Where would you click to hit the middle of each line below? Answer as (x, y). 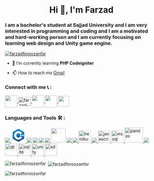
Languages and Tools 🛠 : (35, 117)
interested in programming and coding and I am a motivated (77, 31)
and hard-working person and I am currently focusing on (73, 37)
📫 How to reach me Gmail (38, 73)
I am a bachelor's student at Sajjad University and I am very (76, 25)
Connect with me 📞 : (28, 87)
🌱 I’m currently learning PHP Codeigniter (53, 63)
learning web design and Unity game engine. (59, 43)
